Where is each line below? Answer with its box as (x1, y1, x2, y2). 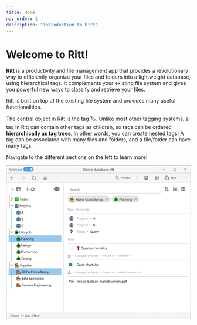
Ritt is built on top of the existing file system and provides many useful (6, 97, 176, 104)
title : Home (6, 9, 35, 15)
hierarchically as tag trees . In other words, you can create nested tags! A (6, 130, 184, 137)
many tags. (6, 143, 33, 150)
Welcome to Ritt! (6, 48, 89, 61)
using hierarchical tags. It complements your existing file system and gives (6, 80, 186, 87)
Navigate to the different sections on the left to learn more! (6, 154, 148, 161)
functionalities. (6, 103, 42, 111)
